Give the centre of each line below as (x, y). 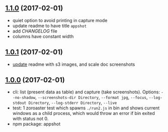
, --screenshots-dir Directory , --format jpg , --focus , (91, 97)
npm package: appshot (36, 124)
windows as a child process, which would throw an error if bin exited (83, 113)
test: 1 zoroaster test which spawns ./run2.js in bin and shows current (86, 108)
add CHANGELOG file (35, 31)
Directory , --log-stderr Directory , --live (73, 103)
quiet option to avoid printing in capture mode (60, 20)
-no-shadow (24, 98)
